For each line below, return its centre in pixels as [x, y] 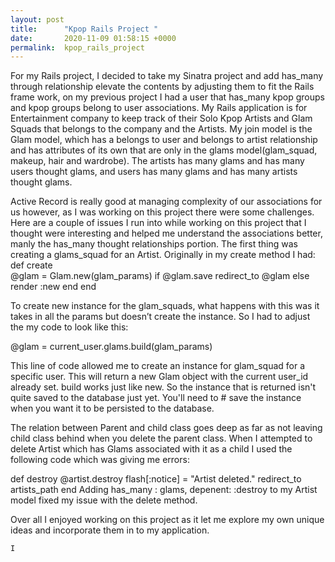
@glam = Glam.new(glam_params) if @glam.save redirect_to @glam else [160, 276]
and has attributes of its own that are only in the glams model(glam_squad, [164, 150]
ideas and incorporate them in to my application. [110, 530]
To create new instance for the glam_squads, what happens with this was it [165, 306]
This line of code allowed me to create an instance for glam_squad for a [158, 366]
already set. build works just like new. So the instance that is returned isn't [163, 387]
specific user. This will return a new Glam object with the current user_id [159, 377]
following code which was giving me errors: [100, 460]
